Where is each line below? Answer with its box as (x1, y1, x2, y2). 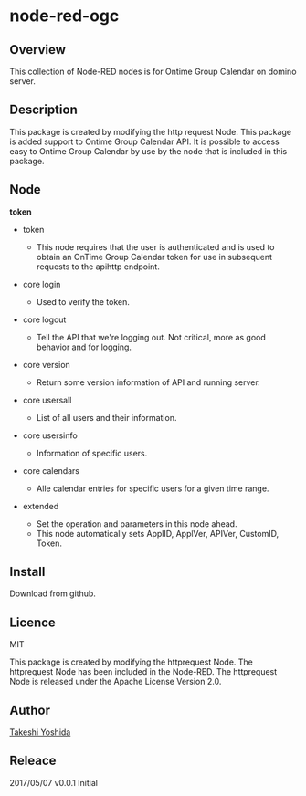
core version (22, 359, 70, 370)
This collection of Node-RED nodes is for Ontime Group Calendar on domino (9, 66, 297, 77)
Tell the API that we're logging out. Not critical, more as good (36, 331, 267, 342)
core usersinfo (22, 430, 78, 441)
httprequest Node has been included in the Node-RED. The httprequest (9, 666, 278, 677)
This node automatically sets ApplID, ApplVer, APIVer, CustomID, (36, 528, 280, 539)
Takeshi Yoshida (9, 727, 71, 738)
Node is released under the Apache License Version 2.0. (9, 676, 222, 687)
